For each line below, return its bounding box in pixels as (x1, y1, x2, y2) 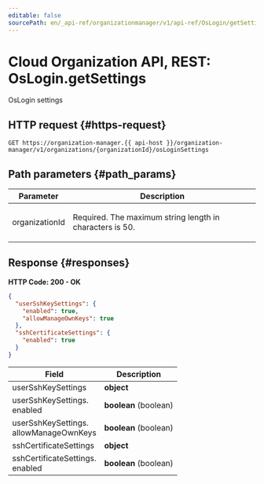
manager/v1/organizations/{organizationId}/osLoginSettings (8, 146, 210, 154)
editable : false (8, 11, 61, 20)
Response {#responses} (8, 257, 130, 270)
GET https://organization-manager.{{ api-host (8, 139, 163, 147)
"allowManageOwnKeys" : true (22, 314, 114, 323)
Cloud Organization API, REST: (8, 53, 211, 71)
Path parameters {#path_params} (8, 167, 177, 181)
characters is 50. (72, 222, 136, 233)
